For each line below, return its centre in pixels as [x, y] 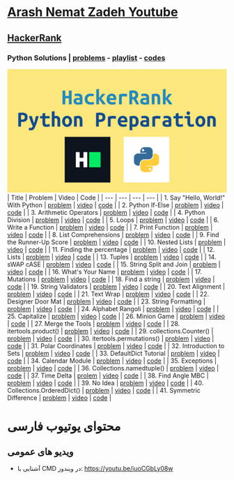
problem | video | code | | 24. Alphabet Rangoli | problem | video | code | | [113, 309]
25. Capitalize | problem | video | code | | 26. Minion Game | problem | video [116, 316]
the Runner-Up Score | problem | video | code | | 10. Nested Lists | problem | [117, 242]
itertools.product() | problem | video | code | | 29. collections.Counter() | [110, 331]
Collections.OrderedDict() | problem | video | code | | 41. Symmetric [104, 391]
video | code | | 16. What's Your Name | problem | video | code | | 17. [104, 272]
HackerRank [34, 38]
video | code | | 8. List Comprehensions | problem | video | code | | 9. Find [113, 235]
